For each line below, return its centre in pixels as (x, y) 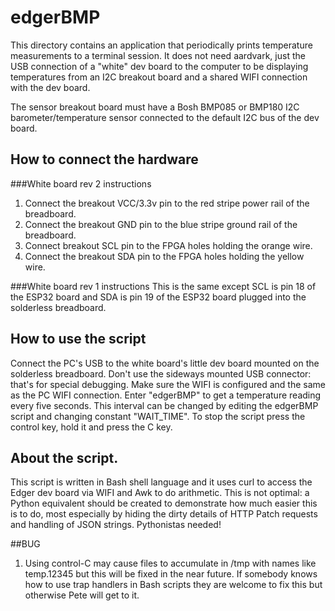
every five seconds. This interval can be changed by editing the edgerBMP (164, 405)
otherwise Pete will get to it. (82, 595)
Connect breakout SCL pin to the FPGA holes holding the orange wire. (168, 245)
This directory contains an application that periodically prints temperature (161, 45)
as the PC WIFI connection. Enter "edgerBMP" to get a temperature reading (166, 395)
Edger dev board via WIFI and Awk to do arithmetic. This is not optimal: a (160, 493)
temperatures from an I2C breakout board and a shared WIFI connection (159, 77)
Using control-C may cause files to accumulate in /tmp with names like (170, 563)
